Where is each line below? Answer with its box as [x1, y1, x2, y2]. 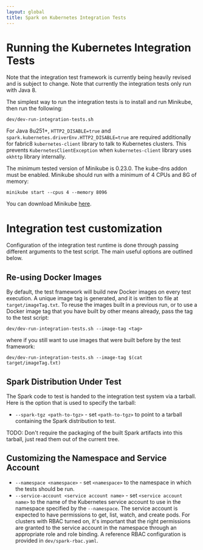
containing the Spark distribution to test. [15, 418, 116, 424]
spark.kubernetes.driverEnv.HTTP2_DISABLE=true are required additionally [6, 134, 191, 141]
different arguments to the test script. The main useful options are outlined [6, 248, 193, 255]
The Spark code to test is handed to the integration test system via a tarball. [6, 393, 196, 400]
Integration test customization [6, 221, 162, 235]
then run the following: [6, 105, 63, 112]
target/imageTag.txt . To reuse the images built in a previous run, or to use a [6, 301, 198, 309]
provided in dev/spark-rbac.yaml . [15, 537, 98, 544]
